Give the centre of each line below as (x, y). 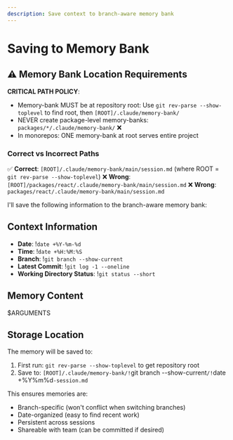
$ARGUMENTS (29, 313)
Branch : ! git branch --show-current (70, 259)
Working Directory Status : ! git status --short (86, 273)
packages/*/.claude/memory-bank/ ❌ (69, 127)
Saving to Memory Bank (78, 48)
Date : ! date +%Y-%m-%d (49, 244)
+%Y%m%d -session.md (53, 380)
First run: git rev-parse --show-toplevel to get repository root (108, 365)
